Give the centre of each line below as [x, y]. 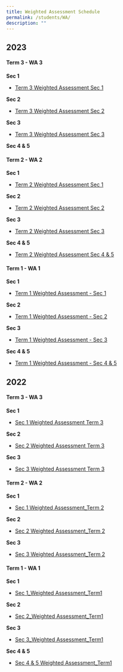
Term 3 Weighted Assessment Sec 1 [59, 87]
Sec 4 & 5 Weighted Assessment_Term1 [63, 663]
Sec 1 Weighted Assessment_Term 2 [59, 508]
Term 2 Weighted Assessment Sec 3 [60, 231]
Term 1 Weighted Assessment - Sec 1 [60, 293]
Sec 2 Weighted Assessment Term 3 [60, 445]
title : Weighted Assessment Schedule [53, 12]
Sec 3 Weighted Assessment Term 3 [60, 469]
